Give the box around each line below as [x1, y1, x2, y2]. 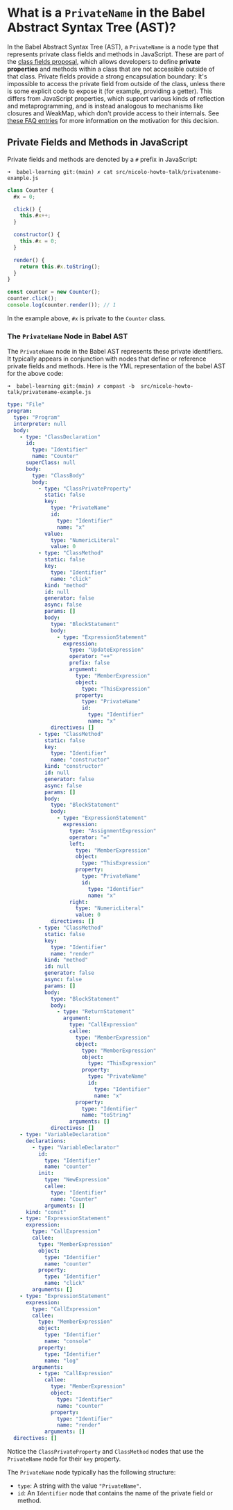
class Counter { [7, 186, 54, 194]
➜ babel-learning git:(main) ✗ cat [7, 168, 113, 175]
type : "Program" [13, 413, 60, 421]
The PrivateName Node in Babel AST [7, 331, 128, 341]
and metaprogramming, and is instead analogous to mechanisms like [7, 101, 204, 110]
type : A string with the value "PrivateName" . [17, 1482, 141, 1490]
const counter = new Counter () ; [7, 288, 101, 296]
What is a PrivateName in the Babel [7, 5, 206, 21]
